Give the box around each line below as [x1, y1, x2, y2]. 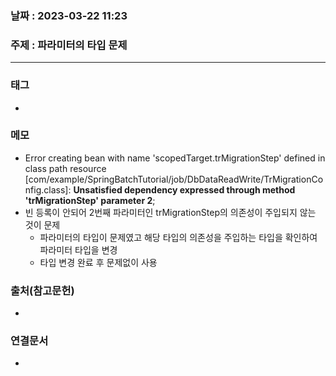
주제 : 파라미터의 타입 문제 [10, 38, 128, 52]
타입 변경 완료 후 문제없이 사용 [39, 256, 158, 268]
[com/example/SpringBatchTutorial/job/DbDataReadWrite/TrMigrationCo [24, 173, 324, 185]
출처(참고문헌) [10, 283, 75, 297]
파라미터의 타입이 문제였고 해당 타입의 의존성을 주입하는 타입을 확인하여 [39, 231, 318, 243]
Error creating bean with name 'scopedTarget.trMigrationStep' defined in [24, 152, 326, 164]
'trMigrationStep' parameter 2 [24, 194, 153, 206]
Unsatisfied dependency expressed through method [73, 183, 296, 196]
